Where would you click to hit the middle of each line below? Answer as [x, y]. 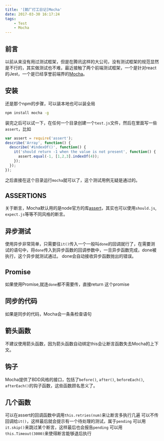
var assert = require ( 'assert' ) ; [39, 138]
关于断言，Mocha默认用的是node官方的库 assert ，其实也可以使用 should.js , [81, 208]
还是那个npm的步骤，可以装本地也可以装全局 [50, 103]
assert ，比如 [18, 129]
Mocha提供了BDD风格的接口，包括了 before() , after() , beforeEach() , [75, 379]
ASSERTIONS [26, 196]
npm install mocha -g [27, 113]
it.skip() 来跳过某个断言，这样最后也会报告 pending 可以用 [64, 427]
